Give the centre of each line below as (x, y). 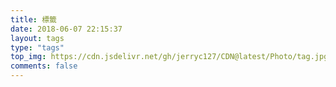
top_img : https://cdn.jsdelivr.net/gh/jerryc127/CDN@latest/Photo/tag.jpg (169, 57)
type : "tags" (37, 47)
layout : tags (37, 38)
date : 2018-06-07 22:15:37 (66, 29)
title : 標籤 (33, 19)
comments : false (44, 66)
